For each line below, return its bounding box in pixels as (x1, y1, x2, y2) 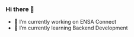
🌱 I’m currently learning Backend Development (14, 24, 128, 31)
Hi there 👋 (5, 5, 35, 13)
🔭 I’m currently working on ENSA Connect (14, 18, 117, 25)
